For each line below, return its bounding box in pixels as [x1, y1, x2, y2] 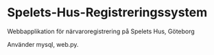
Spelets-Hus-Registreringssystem [7, 5, 208, 20]
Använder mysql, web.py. [7, 40, 79, 48]
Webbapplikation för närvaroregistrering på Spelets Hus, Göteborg [7, 27, 195, 35]
